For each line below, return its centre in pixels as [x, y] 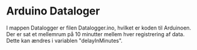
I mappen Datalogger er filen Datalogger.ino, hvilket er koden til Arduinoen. [99, 28]
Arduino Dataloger [53, 11]
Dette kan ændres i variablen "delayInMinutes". [65, 40]
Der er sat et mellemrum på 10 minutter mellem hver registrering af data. [95, 34]
